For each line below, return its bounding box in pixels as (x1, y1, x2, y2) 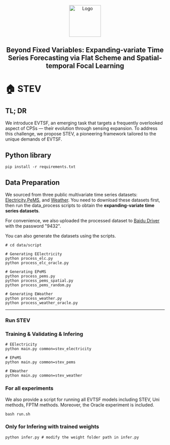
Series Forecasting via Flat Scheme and (8, 54, 135, 62)
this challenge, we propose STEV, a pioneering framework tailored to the (5, 131, 156, 137)
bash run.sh (5, 412, 30, 417)
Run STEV (5, 317, 30, 324)
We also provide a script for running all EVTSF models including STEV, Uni (5, 396, 160, 402)
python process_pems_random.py (5, 283, 71, 288)
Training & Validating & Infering (5, 330, 83, 337)
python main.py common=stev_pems (5, 360, 76, 365)
